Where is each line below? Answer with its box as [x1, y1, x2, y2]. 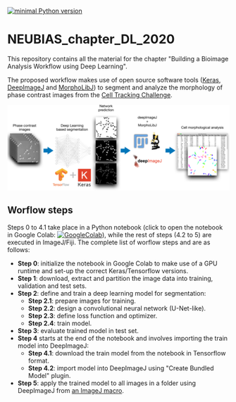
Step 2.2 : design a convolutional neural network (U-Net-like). [27, 303, 206, 313]
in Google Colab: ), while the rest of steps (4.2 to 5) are [7, 230, 212, 239]
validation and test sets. [17, 282, 87, 290]
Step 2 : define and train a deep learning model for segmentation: [17, 289, 206, 297]
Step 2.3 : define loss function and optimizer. [27, 311, 158, 320]
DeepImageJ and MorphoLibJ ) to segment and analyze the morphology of [7, 83, 223, 92]
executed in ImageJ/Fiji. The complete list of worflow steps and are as [7, 238, 211, 246]
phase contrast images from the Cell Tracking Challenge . [7, 90, 173, 99]
